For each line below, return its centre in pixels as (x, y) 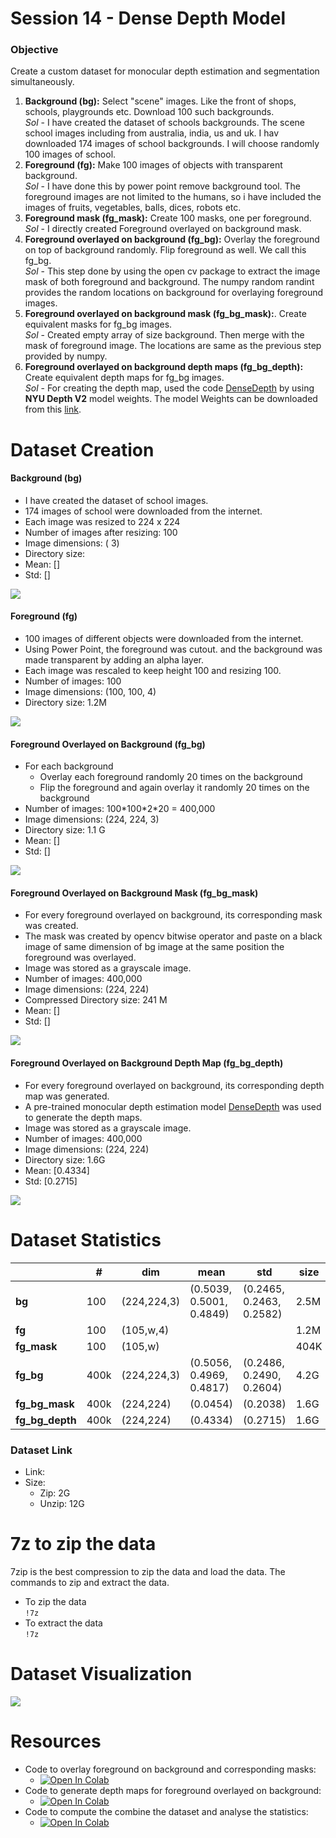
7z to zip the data (83, 1544)
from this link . (53, 409)
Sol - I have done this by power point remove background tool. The (163, 186)
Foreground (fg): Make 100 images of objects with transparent (153, 165)
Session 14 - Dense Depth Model (148, 18)
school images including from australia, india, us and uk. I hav (152, 133)
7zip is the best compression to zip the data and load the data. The (148, 1571)
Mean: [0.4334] (57, 1170)
